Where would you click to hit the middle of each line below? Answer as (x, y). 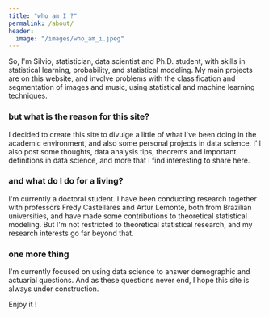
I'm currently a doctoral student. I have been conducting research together (132, 198)
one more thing (39, 254)
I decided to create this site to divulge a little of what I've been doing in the (132, 134)
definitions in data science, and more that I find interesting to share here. (129, 160)
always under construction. (54, 289)
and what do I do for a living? (66, 181)
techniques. (28, 96)
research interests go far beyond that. (71, 233)
